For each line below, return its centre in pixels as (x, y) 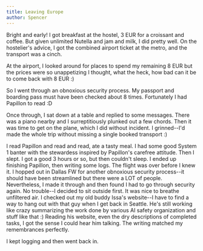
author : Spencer (27, 18)
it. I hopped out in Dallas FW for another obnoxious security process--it (95, 171)
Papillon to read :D (29, 103)
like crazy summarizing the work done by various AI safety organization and (101, 210)
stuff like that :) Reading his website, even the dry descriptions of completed (101, 217)
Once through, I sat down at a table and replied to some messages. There (98, 115)
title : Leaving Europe (35, 12)
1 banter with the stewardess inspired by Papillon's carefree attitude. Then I (101, 152)
